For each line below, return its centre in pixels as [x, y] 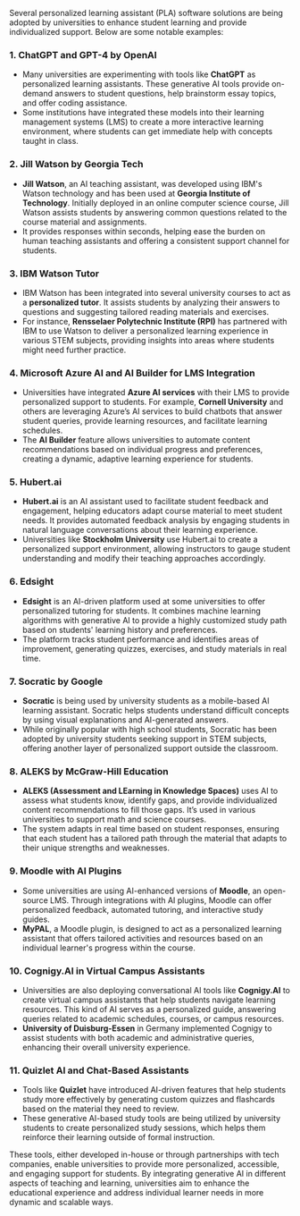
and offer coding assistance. [75, 103]
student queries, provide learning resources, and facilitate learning [145, 421]
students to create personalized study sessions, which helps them [144, 1128]
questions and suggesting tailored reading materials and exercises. [146, 311]
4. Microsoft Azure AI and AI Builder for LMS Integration [133, 373]
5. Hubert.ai [36, 482]
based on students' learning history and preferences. [120, 629]
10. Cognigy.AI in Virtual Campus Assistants [107, 971]
